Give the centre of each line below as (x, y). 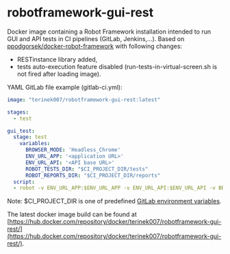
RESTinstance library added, (57, 59)
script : (24, 182)
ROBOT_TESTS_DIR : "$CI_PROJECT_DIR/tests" (87, 169)
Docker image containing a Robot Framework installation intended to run (109, 31)
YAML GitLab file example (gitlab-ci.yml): (65, 87)
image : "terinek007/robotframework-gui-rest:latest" (84, 100)
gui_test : (21, 131)
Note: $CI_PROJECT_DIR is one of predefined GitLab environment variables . (114, 201)
